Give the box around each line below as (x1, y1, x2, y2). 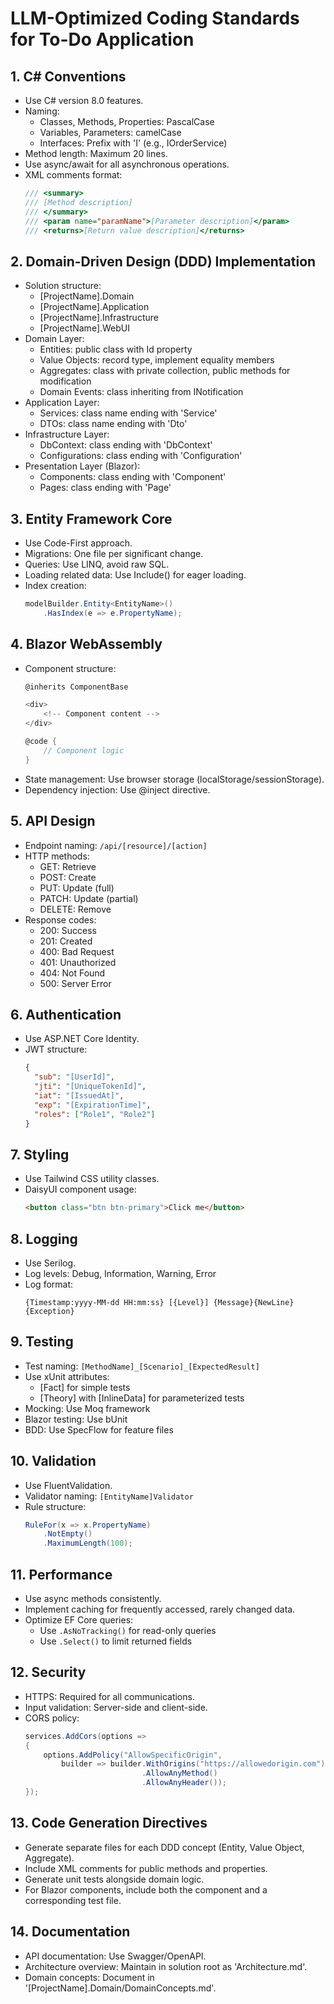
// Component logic (43, 745, 125, 756)
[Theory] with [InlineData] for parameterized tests (39, 1392, 245, 1404)
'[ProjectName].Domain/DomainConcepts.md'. (24, 1982, 217, 1994)
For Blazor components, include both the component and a (24, 1883, 268, 1896)
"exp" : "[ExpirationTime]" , (34, 1100, 152, 1110)
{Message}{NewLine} (213, 1297, 295, 1307)
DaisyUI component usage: (24, 1183, 137, 1196)
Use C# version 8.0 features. (24, 95, 144, 106)
